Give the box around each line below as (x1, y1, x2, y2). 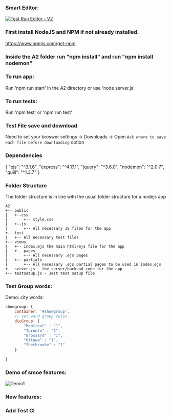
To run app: (5, 73, 35, 81)
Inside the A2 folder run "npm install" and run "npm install (5, 53, 154, 60)
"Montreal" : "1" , (24, 323, 63, 328)
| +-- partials (5, 257, 42, 263)
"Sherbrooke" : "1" (24, 343, 66, 348)
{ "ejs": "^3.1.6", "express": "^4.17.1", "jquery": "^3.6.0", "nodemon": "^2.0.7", (5, 164, 165, 170)
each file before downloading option (5, 139, 84, 145)
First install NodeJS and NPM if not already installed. (5, 29, 139, 36)
